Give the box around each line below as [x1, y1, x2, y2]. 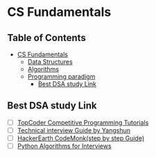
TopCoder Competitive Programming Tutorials [17, 118, 149, 126]
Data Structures [27, 58, 73, 66]
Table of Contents [7, 32, 87, 44]
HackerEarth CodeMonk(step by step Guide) [17, 133, 144, 142]
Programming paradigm [27, 72, 96, 81]
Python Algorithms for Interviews [17, 142, 112, 150]
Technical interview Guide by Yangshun [17, 126, 130, 134]
